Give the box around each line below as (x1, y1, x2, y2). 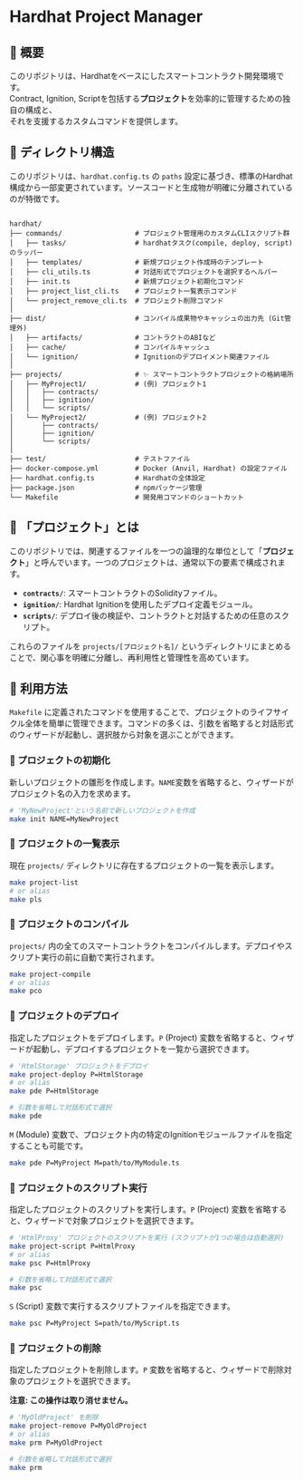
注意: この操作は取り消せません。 (9, 1395, 133, 1406)
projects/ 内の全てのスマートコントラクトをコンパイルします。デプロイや (9, 940, 285, 951)
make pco (9, 986, 43, 996)
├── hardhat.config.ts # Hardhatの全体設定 (9, 473, 205, 482)
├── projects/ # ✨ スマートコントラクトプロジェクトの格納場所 (9, 370, 294, 379)
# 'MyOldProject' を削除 (9, 1413, 99, 1422)
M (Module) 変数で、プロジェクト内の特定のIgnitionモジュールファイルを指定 (9, 1128, 292, 1139)
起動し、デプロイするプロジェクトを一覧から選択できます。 (33, 1043, 255, 1054)
